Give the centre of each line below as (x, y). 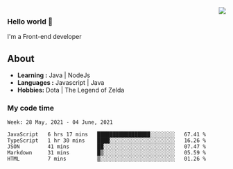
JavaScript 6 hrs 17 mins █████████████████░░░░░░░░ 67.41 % (107, 135)
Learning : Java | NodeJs (54, 75)
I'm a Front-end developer (44, 37)
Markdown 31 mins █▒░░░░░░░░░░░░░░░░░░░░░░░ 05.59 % (107, 153)
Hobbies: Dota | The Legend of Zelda (71, 90)
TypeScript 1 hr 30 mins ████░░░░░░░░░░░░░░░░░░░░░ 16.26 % (107, 141)
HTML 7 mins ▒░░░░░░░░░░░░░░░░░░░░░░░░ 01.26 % (107, 159)
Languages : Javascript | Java (61, 83)
